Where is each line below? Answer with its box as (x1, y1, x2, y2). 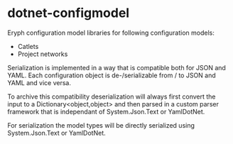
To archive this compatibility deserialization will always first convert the (7, 92, 216, 101)
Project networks (17, 50, 68, 58)
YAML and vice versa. (7, 78, 71, 87)
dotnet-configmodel (7, 5, 130, 21)
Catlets (17, 42, 39, 50)
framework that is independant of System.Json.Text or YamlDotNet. (7, 107, 205, 116)
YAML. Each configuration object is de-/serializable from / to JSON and (7, 71, 217, 79)
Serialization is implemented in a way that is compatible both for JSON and (7, 63, 226, 72)
